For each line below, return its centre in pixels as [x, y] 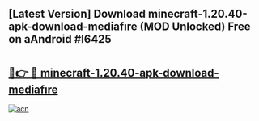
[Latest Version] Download [77, 14]
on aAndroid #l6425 [60, 39]
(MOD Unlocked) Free [195, 27]
